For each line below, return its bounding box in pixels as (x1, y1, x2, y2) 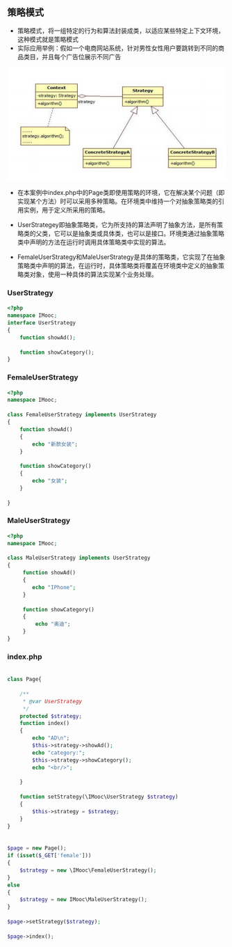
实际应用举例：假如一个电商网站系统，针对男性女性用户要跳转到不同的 (17, 44, 219, 52)
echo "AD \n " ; (32, 735, 70, 742)
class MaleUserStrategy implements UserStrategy (7, 554, 151, 562)
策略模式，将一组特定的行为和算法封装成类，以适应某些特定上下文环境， (17, 26, 224, 35)
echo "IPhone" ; (32, 584, 76, 590)
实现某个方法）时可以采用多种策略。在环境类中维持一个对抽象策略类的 (17, 197, 219, 205)
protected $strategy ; (19, 712, 82, 719)
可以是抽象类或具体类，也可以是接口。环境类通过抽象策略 (60, 229, 224, 237)
